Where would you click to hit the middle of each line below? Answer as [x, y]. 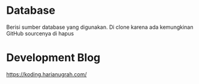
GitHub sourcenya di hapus [40, 33]
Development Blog [53, 58]
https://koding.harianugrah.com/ [47, 74]
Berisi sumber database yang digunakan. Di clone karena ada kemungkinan [100, 27]
